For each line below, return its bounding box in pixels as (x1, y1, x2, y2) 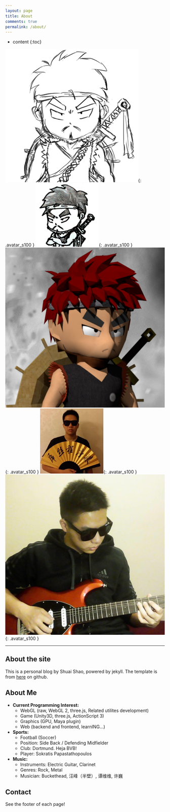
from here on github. (5, 673, 48, 680)
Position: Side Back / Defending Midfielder (20, 739, 109, 746)
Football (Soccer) (20, 734, 57, 740)
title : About (5, 13, 33, 19)
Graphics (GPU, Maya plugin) (20, 718, 81, 724)
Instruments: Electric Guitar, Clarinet (20, 761, 96, 767)
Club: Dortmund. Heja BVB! (20, 745, 77, 751)
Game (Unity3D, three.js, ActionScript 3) (20, 712, 105, 719)
